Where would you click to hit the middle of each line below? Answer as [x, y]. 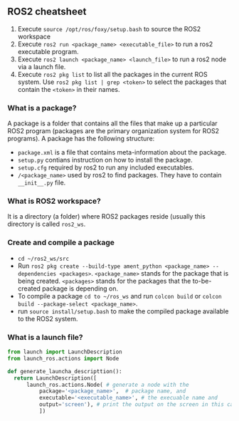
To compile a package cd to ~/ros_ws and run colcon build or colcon [119, 296]
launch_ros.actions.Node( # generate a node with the [108, 385]
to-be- [202, 281]
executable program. [48, 51]
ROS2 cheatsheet [47, 12]
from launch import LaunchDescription [65, 352]
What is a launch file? [45, 337]
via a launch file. [42, 66]
